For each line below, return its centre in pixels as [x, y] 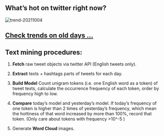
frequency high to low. [35, 94]
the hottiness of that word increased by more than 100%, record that [82, 114]
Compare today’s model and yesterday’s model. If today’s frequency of [84, 103]
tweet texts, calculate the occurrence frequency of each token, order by [86, 89]
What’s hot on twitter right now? [56, 8]
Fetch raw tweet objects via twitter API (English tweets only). [74, 64]
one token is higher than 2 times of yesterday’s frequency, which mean [84, 108]
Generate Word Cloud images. [43, 129]
